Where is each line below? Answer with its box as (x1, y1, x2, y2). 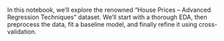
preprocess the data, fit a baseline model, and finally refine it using (7, 20, 198, 28)
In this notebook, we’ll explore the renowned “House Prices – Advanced (7, 6, 212, 14)
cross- (198, 20, 218, 28)
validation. (7, 27, 37, 36)
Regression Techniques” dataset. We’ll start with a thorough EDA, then (7, 13, 207, 21)
